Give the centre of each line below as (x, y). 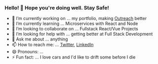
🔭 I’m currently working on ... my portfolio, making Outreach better (79, 19)
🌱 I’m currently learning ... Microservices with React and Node (75, 23)
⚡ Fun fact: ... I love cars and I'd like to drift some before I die (74, 57)
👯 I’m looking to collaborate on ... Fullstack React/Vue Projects (75, 29)
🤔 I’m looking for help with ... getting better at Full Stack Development (82, 34)
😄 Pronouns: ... (28, 52)
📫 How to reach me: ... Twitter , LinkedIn (53, 45)
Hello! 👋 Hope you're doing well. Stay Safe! (57, 8)
